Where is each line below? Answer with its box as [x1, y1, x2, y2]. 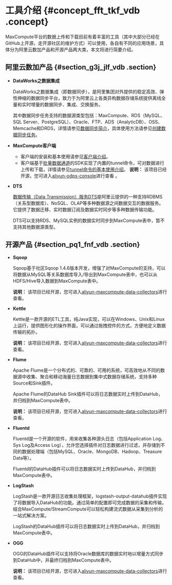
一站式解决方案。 [12, 512, 49, 518]
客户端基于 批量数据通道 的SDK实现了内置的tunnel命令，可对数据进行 [20, 160, 165, 166]
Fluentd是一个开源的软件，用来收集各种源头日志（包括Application [12, 435, 152, 442]
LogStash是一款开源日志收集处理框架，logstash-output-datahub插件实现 [12, 493, 167, 499]
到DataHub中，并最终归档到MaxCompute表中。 [12, 557, 114, 563]
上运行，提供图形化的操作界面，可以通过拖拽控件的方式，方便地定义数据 [12, 322, 166, 328]
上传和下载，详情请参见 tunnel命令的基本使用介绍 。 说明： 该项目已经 [20, 166, 167, 172]
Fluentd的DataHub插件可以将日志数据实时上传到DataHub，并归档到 [12, 466, 156, 472]
